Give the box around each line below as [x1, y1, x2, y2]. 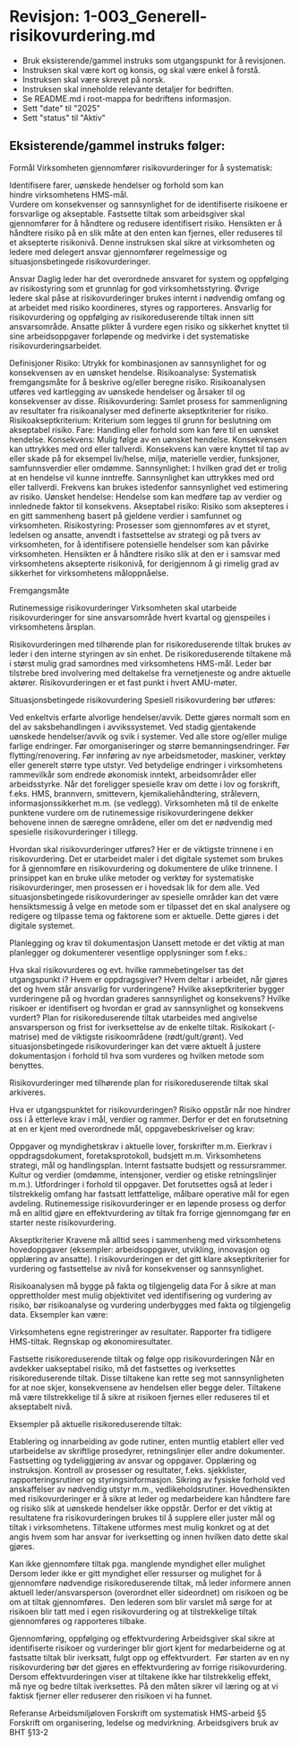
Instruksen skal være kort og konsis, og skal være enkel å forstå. [21, 65, 261, 75]
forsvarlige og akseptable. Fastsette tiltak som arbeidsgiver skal [9, 208, 245, 219]
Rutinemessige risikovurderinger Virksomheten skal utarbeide [9, 602, 237, 613]
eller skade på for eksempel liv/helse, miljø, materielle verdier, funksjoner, [9, 453, 280, 463]
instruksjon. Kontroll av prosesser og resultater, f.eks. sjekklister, [9, 1464, 247, 1475]
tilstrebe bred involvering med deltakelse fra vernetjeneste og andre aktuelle [9, 667, 291, 678]
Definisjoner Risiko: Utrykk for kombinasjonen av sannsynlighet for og [9, 357, 267, 368]
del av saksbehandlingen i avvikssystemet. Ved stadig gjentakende [9, 721, 257, 732]
